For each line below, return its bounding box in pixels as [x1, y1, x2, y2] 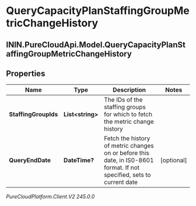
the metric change [104, 118, 155, 126]
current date [104, 178, 138, 186]
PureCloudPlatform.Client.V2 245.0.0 [6, 193, 95, 200]
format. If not [104, 163, 140, 172]
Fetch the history [104, 134, 150, 142]
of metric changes [104, 142, 155, 150]
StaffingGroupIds [9, 110, 58, 118]
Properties [6, 68, 45, 78]
